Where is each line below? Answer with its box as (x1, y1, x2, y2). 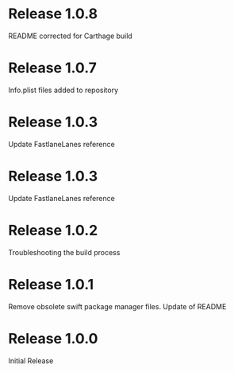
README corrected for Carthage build (8, 31, 132, 41)
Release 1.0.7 (8, 59, 98, 77)
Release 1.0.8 (8, 5, 98, 23)
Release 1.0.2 (8, 221, 98, 239)
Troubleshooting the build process (8, 247, 121, 257)
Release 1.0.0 (8, 329, 98, 347)
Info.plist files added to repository (8, 85, 119, 95)
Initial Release (8, 355, 54, 366)
